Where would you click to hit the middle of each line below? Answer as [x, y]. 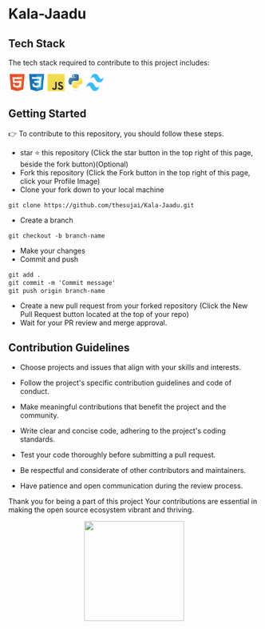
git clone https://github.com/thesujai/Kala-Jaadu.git [101, 205]
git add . [25, 274]
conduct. [34, 391]
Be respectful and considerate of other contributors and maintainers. [132, 470]
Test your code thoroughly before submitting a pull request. [118, 455]
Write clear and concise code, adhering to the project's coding [123, 431]
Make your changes [52, 250]
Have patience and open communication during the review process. [131, 486]
